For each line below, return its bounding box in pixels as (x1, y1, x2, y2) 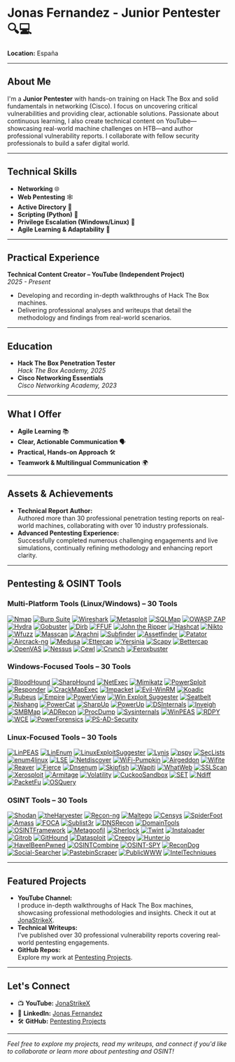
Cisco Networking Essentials (17, 374, 104, 382)
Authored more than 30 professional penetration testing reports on (17, 514, 210, 522)
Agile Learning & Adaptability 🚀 (17, 225, 111, 234)
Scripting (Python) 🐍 (17, 210, 78, 218)
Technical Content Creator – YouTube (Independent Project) (7, 271, 185, 279)
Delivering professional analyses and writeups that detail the (17, 306, 192, 315)
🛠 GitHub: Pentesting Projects (17, 1017, 106, 1026)
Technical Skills (7, 166, 78, 178)
